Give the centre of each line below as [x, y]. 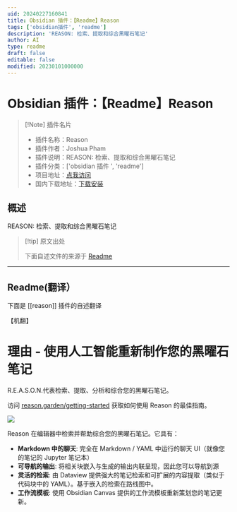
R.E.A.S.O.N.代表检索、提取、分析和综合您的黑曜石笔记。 [90, 391]
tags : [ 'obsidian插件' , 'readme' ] [57, 27]
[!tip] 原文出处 [45, 242]
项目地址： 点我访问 [63, 174]
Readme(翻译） [42, 287]
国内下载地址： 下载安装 [69, 184]
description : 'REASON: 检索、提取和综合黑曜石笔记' [78, 34]
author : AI [23, 40]
